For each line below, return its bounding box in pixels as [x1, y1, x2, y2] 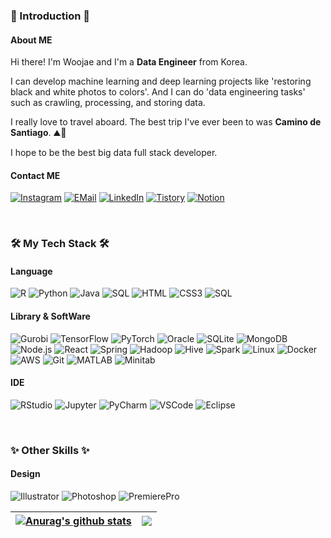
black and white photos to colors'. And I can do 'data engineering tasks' [10, 86, 306, 98]
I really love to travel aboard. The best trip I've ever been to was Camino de [10, 116, 322, 128]
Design [10, 468, 41, 480]
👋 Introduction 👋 [10, 9, 91, 23]
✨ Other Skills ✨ [10, 443, 90, 457]
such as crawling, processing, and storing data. [10, 97, 206, 109]
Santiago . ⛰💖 [10, 127, 67, 139]
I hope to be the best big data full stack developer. [10, 147, 218, 159]
